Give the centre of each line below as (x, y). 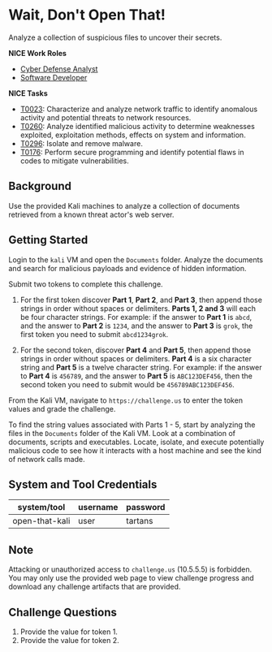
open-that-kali (41, 521)
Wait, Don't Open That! (87, 15)
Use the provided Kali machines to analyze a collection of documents (124, 205)
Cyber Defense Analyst (59, 69)
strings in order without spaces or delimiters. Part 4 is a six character (136, 358)
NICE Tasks (28, 93)
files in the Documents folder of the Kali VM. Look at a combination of (122, 433)
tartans (139, 521)
